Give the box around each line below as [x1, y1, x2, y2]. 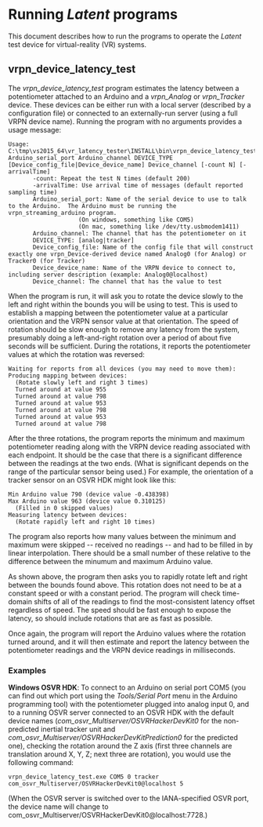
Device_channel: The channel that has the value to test [32, 277, 222, 286]
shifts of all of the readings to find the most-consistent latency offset [34, 596, 255, 606]
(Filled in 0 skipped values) [15, 504, 113, 512]
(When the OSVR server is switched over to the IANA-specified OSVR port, [8, 794, 249, 803]
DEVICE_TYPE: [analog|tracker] [32, 236, 135, 244]
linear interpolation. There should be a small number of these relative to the [8, 548, 251, 558]
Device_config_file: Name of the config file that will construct [32, 243, 254, 251]
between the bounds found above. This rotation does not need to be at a [8, 580, 243, 589]
